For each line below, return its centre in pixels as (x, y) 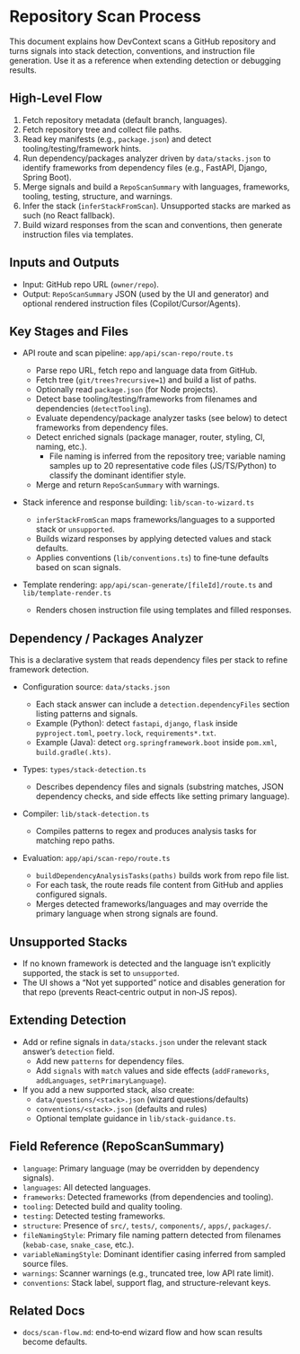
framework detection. (49, 670)
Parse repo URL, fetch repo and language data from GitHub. (146, 371)
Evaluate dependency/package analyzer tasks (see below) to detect (161, 418)
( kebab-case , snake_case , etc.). (78, 1244)
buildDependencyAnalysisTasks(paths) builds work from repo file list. (163, 875)
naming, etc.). (61, 447)
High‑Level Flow (56, 98)
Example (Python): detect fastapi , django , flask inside (137, 724)
